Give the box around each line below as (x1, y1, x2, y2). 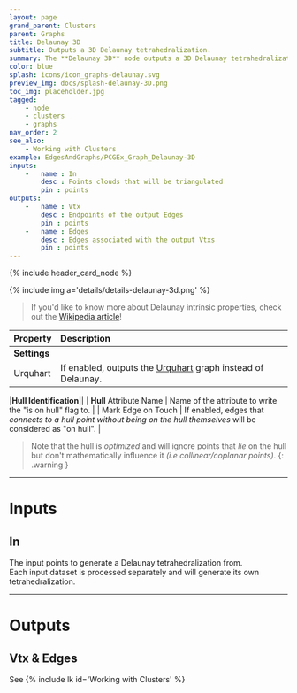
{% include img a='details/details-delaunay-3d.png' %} (9, 285, 210, 296)
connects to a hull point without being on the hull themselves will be (9, 414, 256, 425)
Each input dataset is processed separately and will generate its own (9, 567, 260, 578)
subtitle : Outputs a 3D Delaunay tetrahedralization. (9, 46, 212, 55)
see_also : (9, 136, 46, 145)
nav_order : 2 (9, 128, 57, 137)
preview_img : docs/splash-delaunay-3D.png (9, 79, 168, 88)
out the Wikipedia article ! (30, 312, 122, 322)
